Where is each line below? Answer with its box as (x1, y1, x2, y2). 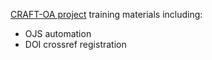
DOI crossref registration (24, 39, 127, 50)
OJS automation (24, 28, 92, 39)
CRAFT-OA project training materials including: (10, 9, 203, 20)
